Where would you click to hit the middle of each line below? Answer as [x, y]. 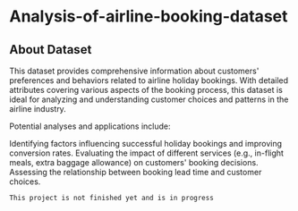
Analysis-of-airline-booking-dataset [149, 17]
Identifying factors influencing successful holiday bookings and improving [146, 143]
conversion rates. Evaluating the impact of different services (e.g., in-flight [147, 153]
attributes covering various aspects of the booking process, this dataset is [146, 90]
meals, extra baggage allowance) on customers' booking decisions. [134, 162]
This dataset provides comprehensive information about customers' [134, 71]
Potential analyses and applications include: [90, 126]
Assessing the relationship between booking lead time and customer [136, 172]
